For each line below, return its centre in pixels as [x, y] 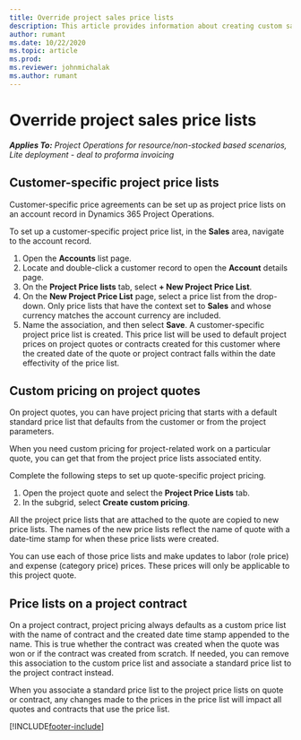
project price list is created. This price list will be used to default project [154, 334]
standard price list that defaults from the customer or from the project [138, 422]
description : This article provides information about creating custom [146, 26]
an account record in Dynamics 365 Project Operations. [112, 214]
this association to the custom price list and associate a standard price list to [150, 663]
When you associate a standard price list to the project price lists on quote [146, 690]
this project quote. [43, 575]
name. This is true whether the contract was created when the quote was [145, 644]
